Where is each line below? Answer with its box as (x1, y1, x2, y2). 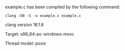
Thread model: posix (5, 40, 47, 46)
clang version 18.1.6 (5, 22, 44, 27)
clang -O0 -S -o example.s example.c (5, 13, 81, 18)
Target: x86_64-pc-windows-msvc (5, 31, 74, 37)
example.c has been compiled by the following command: (5, 4, 120, 10)
